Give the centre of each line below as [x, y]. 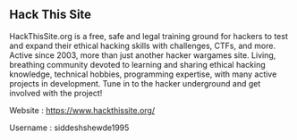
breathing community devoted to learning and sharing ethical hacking [137, 64]
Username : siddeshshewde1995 [69, 128]
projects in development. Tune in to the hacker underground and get [135, 83]
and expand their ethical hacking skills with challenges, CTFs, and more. [142, 45]
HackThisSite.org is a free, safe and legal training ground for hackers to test [148, 36]
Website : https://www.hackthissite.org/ [82, 110]
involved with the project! [56, 93]
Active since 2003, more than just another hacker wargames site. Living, [143, 55]
